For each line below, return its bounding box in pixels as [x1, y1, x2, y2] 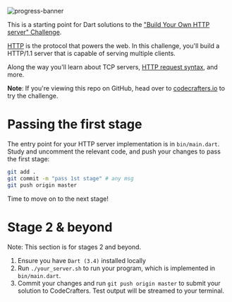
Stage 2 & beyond [7, 219, 113, 235]
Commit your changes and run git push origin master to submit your [17, 279, 221, 287]
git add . [7, 168, 37, 175]
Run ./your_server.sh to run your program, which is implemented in [17, 264, 216, 272]
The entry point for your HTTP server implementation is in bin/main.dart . [7, 139, 220, 148]
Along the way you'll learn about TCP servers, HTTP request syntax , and [7, 63, 219, 71]
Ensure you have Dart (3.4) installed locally [17, 256, 147, 265]
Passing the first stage [7, 117, 142, 132]
